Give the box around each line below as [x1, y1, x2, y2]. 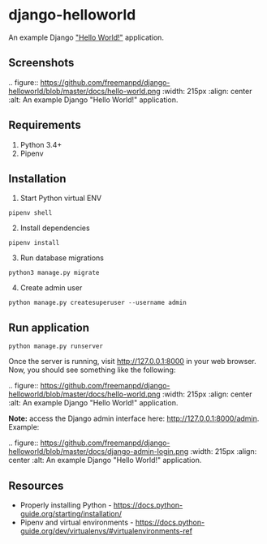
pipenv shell [8, 209, 53, 217]
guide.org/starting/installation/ [19, 509, 123, 518]
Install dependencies [19, 223, 91, 233]
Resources [8, 478, 64, 492]
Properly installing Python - [19, 500, 112, 510]
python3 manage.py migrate [8, 269, 100, 277]
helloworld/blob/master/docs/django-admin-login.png [8, 447, 189, 456]
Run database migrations [19, 253, 104, 263]
